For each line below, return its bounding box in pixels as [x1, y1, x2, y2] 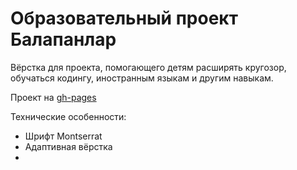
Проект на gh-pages [10, 91, 97, 103]
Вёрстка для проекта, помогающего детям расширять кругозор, [10, 61, 287, 73]
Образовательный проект [10, 7, 238, 30]
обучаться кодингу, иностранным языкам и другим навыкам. [10, 72, 274, 84]
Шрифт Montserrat [24, 130, 103, 142]
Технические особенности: [10, 110, 127, 122]
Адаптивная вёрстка [24, 140, 113, 152]
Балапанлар [10, 28, 117, 51]
